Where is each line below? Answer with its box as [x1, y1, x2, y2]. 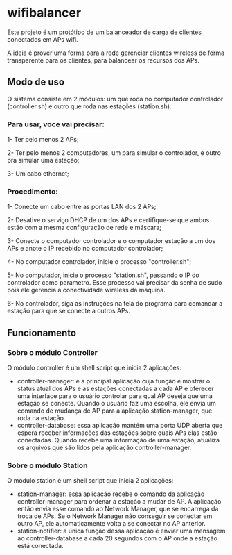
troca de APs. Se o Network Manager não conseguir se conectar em [17, 512, 213, 520]
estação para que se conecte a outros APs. [7, 307, 130, 315]
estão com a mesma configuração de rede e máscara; [7, 224, 161, 232]
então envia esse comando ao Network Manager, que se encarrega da [17, 505, 219, 513]
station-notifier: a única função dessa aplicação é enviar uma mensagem [17, 527, 226, 536]
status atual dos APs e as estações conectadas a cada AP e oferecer [17, 384, 215, 393]
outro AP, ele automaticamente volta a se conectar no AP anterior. [17, 520, 206, 528]
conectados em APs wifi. [7, 35, 78, 43]
